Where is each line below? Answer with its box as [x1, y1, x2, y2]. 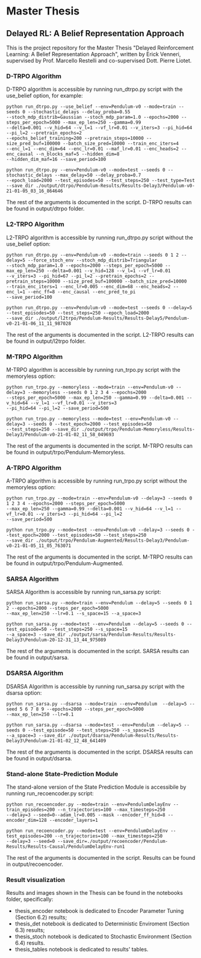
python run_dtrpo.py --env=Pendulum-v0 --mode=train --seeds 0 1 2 [6, 252, 179, 258]
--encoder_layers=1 [49, 818, 98, 824]
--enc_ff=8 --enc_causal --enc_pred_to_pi [28, 289, 136, 295]
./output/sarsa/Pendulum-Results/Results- [68, 631, 176, 638]
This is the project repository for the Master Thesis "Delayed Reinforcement [6, 44, 194, 51]
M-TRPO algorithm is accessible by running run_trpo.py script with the [6, 366, 181, 373]
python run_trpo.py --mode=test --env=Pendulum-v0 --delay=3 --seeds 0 [6, 527, 190, 533]
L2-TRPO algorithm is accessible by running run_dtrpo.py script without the [6, 234, 194, 241]
